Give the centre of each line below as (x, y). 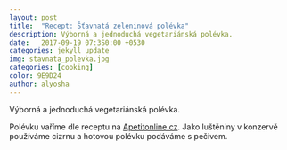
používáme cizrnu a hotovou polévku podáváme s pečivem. (119, 136)
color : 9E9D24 (36, 76)
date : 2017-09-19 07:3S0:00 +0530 (77, 42)
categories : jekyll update (59, 51)
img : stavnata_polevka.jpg (59, 59)
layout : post (33, 17)
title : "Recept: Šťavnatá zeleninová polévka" (99, 26)
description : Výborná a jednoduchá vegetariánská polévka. (121, 34)
